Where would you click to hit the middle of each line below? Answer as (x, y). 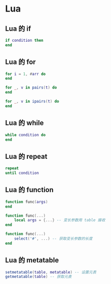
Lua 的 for (20, 62)
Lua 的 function (29, 190)
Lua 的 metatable (32, 260)
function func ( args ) (27, 202)
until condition (22, 173)
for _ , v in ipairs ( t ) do (32, 102)
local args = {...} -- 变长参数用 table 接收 (60, 220)
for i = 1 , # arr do (25, 74)
